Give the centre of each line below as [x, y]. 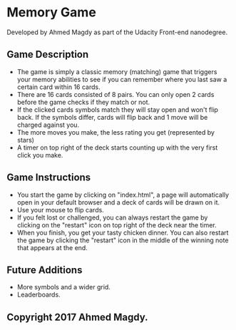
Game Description [48, 55]
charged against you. [48, 125]
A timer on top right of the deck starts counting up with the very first [117, 148]
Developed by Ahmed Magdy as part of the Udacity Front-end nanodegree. [117, 32]
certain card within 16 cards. [58, 87]
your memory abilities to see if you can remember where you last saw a [122, 79]
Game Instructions [49, 178]
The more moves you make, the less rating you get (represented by [116, 132]
